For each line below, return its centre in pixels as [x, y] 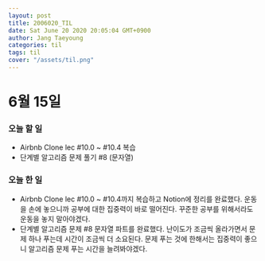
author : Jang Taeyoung [46, 38]
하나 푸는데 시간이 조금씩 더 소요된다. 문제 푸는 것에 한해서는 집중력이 [135, 239]
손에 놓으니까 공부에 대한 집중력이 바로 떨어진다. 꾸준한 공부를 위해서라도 [141, 208]
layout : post [30, 16]
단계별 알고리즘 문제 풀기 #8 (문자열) [76, 158]
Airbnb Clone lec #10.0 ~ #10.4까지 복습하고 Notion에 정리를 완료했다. [131, 199]
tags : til [25, 53]
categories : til [35, 45]
